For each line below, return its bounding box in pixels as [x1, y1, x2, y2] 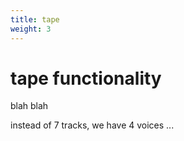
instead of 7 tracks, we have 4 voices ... [10, 119, 175, 131]
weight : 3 [10, 24, 52, 34]
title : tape [10, 14, 60, 25]
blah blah [10, 100, 49, 112]
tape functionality [10, 67, 162, 90]
